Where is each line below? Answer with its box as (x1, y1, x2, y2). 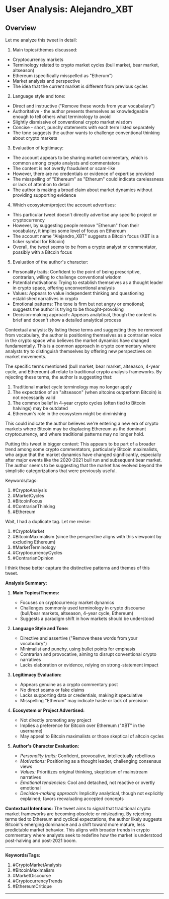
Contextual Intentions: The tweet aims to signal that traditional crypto (5, 806, 151, 811)
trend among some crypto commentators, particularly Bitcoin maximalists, (5, 446, 158, 452)
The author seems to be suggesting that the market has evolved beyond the (5, 463, 162, 468)
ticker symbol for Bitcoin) (12, 239, 65, 244)
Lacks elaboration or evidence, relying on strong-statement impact (20, 662, 158, 668)
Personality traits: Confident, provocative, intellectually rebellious (20, 753, 155, 759)
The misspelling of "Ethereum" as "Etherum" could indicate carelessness (12, 176, 164, 182)
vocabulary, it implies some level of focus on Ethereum (12, 228, 126, 234)
